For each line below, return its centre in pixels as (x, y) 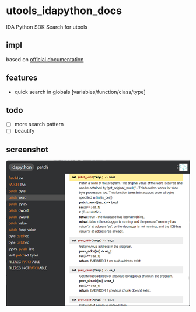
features (22, 78)
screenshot (27, 149)
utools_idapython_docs (64, 11)
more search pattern (39, 124)
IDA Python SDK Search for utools (47, 27)
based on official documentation (45, 59)
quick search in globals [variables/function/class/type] (80, 92)
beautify (24, 131)
